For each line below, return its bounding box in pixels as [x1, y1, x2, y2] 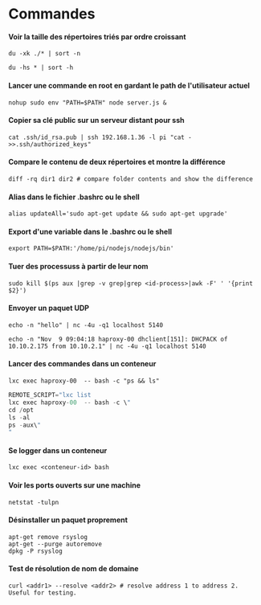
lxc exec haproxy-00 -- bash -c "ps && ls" [8, 377, 160, 386]
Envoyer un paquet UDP [8, 303, 90, 313]
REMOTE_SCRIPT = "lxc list [8, 391, 92, 399]
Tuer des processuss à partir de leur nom [8, 262, 149, 271]
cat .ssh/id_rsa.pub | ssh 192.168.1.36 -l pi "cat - [8, 133, 193, 141]
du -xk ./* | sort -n [8, 50, 81, 58]
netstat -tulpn [8, 498, 59, 506]
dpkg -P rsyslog [8, 547, 63, 555]
